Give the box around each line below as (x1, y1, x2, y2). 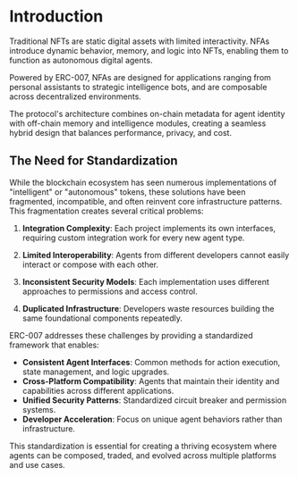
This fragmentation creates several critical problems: (9, 205, 204, 216)
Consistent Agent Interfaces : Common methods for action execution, (21, 356, 281, 367)
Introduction (9, 6, 104, 27)
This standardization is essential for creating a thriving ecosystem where (9, 440, 277, 451)
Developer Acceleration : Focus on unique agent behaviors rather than (21, 414, 283, 424)
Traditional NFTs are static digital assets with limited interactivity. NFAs (9, 36, 270, 46)
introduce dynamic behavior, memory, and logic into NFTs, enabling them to (9, 45, 289, 55)
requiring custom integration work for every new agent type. (21, 232, 245, 243)
